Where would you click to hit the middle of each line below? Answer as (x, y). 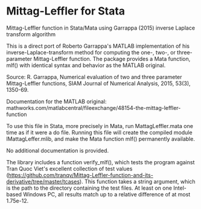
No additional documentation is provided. (58, 150)
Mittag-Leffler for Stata (66, 11)
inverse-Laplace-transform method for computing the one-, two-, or (91, 52)
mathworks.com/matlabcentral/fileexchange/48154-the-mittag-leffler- (94, 108)
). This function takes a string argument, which (137, 181)
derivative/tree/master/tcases (43, 181)
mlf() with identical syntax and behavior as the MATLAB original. (86, 65)
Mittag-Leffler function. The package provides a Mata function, (112, 59)
